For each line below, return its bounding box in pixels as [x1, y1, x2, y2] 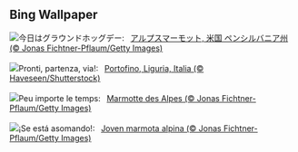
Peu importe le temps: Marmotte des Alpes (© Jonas [18, 92, 220, 103]
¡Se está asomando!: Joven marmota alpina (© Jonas [18, 122, 222, 134]
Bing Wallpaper [9, 7, 98, 23]
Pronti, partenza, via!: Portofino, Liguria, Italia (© [18, 62, 204, 73]
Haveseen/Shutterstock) [9, 72, 101, 83]
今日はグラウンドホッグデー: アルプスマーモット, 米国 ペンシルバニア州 [18, 32, 289, 43]
